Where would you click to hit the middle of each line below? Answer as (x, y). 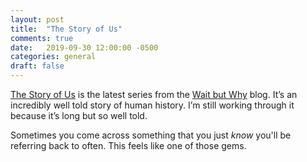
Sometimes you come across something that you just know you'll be (151, 135)
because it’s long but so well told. (79, 115)
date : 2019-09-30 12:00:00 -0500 (84, 47)
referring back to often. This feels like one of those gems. (128, 145)
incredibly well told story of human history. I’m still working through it (152, 105)
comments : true (42, 38)
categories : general (53, 57)
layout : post (37, 19)
